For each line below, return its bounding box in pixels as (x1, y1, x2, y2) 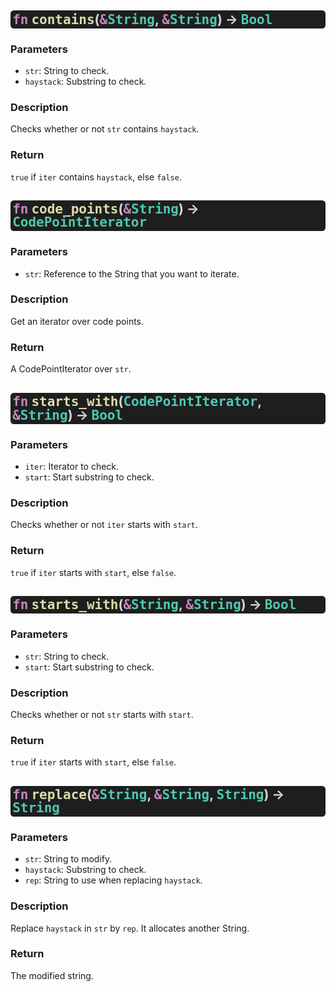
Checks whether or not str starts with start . (10, 708, 194, 720)
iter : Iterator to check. (24, 461, 120, 473)
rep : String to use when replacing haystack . (24, 874, 203, 886)
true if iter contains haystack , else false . (10, 171, 182, 183)
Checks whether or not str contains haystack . (10, 123, 200, 135)
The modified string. (10, 969, 94, 981)
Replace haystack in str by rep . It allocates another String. (10, 922, 250, 934)
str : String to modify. (24, 853, 113, 865)
